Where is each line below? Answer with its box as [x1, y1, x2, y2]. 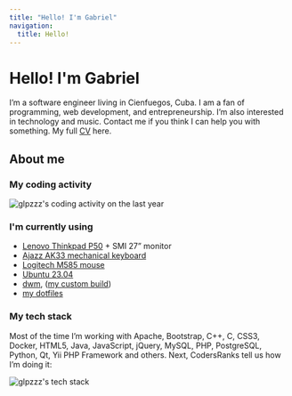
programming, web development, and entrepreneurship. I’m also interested [9, 107, 284, 117]
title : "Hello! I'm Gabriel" [9, 12, 118, 22]
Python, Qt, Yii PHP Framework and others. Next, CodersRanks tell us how [9, 349, 282, 360]
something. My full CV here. [9, 125, 112, 136]
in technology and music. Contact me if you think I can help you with [9, 117, 261, 127]
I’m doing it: [9, 359, 53, 369]
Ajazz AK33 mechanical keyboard [21, 250, 147, 261]
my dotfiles [21, 288, 64, 299]
